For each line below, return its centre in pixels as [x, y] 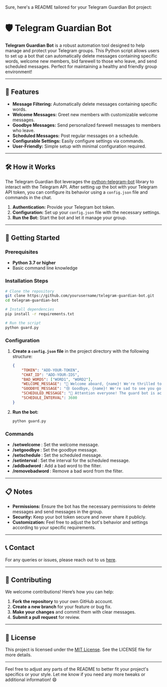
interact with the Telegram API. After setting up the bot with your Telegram [81, 187]
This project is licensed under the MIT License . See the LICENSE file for [79, 650]
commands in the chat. [29, 197]
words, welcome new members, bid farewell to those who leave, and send [81, 61]
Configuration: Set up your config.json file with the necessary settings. [86, 212]
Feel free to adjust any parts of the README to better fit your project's [77, 669]
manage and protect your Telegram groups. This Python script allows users [82, 50]
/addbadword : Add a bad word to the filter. [57, 466]
